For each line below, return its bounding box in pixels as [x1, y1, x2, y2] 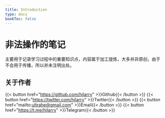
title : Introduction [5, 7, 48, 12]
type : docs [5, 12, 28, 17]
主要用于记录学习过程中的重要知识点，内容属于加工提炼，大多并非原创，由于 [5, 56, 161, 62]
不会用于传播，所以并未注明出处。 [5, 62, 74, 68]
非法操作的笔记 [5, 39, 66, 50]
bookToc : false [5, 16, 36, 21]
